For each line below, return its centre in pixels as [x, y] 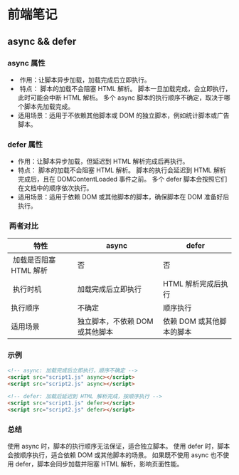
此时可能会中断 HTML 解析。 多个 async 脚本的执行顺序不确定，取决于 [121, 98]
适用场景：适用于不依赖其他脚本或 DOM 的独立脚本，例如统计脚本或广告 [123, 115]
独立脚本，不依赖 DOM [115, 321]
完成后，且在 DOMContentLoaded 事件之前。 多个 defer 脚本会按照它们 [122, 179]
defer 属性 [25, 145]
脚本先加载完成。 [49, 106]
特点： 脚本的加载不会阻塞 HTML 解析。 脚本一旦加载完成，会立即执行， [126, 88]
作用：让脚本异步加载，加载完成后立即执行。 [85, 80]
